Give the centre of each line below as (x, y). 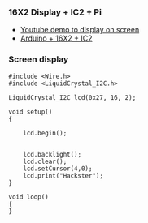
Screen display (39, 59)
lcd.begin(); (45, 133)
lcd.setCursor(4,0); (58, 169)
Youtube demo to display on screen (80, 30)
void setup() (30, 112)
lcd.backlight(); (52, 154)
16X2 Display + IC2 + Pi (55, 12)
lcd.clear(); (45, 161)
